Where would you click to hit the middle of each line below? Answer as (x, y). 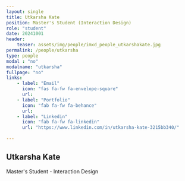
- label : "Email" (38, 84)
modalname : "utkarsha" (34, 67)
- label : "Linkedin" (42, 116)
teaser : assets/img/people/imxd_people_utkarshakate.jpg (89, 45)
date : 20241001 (25, 34)
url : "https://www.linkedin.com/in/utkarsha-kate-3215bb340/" (101, 128)
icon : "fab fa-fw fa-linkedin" (61, 122)
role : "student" (26, 28)
